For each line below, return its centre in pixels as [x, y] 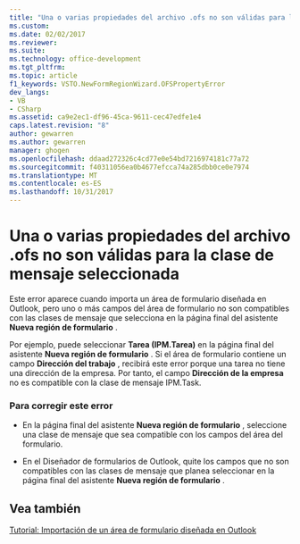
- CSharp [25, 109]
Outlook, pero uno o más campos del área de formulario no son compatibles [150, 308]
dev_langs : [29, 92]
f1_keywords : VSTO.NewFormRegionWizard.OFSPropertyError [117, 84]
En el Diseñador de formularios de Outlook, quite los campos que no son [156, 462]
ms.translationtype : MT [54, 175]
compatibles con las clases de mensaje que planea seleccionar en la [148, 471]
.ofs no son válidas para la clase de [142, 255]
